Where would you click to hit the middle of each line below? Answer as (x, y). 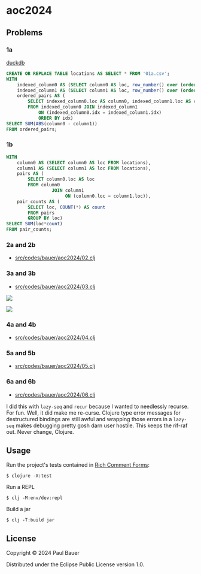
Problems (25, 33)
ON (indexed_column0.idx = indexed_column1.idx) (100, 113)
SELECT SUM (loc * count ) (34, 224)
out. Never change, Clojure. (40, 431)
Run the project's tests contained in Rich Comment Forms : (78, 465)
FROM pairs (41, 213)
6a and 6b (21, 382)
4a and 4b (21, 324)
